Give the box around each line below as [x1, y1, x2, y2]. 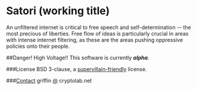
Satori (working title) [6, 4, 110, 18]
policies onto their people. [6, 43, 70, 50]
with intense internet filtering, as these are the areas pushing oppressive [6, 36, 183, 43]
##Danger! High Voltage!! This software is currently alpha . [6, 54, 150, 61]
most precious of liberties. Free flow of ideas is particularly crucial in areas [6, 30, 189, 37]
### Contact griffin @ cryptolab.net [6, 77, 92, 84]
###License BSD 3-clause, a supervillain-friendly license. [6, 65, 147, 72]
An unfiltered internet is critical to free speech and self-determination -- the [6, 24, 192, 31]
